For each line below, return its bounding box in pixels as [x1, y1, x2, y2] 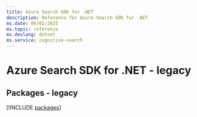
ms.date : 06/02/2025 [6, 20, 59, 26]
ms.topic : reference [6, 26, 59, 32]
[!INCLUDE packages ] [6, 104, 61, 111]
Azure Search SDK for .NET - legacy [6, 63, 192, 77]
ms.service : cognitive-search [6, 37, 83, 43]
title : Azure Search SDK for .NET [6, 9, 94, 15]
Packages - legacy [6, 88, 78, 98]
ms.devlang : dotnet [6, 32, 56, 38]
